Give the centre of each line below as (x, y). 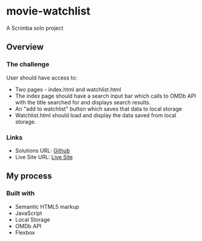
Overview (25, 47)
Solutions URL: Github (42, 151)
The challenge (28, 64)
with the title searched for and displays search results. (83, 102)
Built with (21, 194)
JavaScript (29, 213)
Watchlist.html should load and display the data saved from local (96, 115)
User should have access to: (42, 78)
